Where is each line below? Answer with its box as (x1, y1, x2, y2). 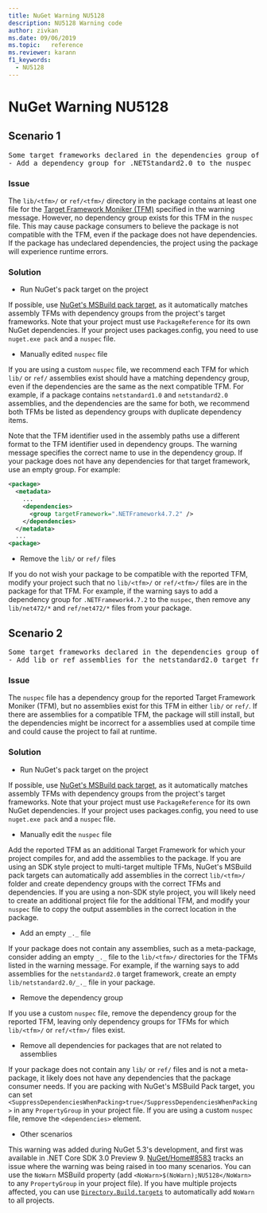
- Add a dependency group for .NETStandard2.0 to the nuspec (8, 158, 252, 167)
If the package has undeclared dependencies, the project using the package (8, 238, 258, 248)
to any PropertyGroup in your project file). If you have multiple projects (8, 1178, 237, 1188)
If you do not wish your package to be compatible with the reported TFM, (8, 569, 248, 579)
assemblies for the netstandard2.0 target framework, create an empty (8, 968, 237, 978)
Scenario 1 (8, 129, 61, 143)
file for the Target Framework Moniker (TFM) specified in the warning (8, 205, 235, 214)
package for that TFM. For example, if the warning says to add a (8, 586, 219, 596)
